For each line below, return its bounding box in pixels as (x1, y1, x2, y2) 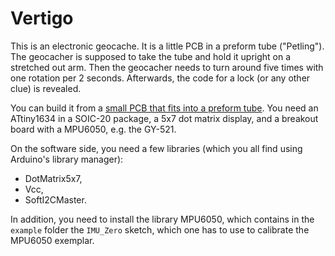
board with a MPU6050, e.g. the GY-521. (10, 123, 177, 135)
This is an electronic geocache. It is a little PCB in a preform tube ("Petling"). (10, 40, 325, 52)
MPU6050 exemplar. (10, 234, 95, 246)
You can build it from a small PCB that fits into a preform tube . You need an (10, 102, 319, 114)
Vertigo (10, 7, 74, 30)
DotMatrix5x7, (24, 172, 83, 184)
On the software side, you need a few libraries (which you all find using (10, 142, 303, 154)
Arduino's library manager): (10, 153, 124, 165)
